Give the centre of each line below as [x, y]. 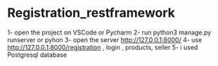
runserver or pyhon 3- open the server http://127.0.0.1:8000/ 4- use [105, 39]
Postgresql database [37, 55]
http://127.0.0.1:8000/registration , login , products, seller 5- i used [103, 47]
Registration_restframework [91, 13]
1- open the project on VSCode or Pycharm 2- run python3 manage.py [109, 32]
